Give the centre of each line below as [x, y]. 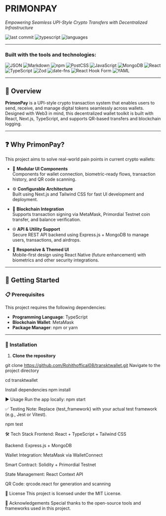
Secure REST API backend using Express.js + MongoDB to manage [81, 234]
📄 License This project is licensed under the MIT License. [63, 493]
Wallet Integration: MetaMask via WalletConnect [54, 455]
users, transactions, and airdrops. [46, 240]
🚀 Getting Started [32, 280]
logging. [14, 124]
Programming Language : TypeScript [50, 317]
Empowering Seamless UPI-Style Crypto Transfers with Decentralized [76, 22]
